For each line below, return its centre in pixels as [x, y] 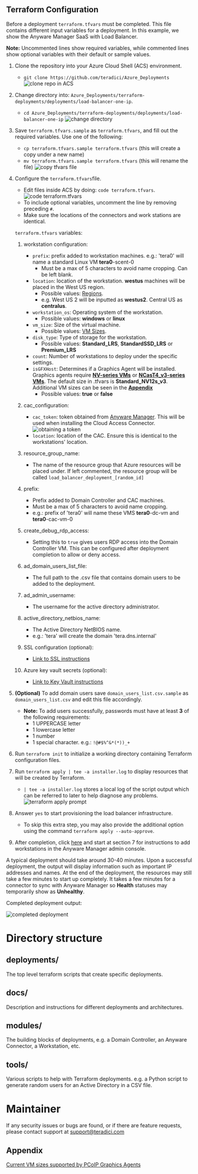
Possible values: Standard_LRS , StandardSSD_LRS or [107, 343]
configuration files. [38, 760]
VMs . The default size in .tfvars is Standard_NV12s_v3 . [100, 381]
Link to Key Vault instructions [68, 682]
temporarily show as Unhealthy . [45, 891]
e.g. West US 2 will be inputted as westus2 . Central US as [112, 299]
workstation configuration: [56, 244]
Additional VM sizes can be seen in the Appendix [92, 387]
